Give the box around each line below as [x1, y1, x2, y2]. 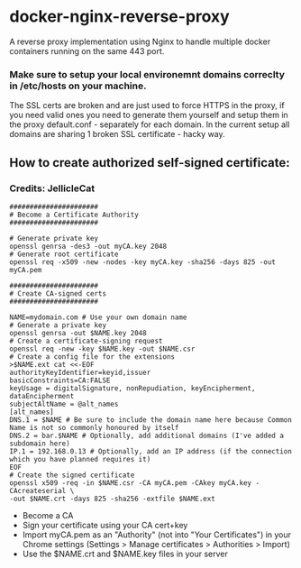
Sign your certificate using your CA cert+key [22, 519, 188, 530]
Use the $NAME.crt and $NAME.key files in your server [22, 548, 228, 559]
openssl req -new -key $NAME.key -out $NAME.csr [9, 344, 196, 353]
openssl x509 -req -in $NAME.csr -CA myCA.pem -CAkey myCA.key [9, 478, 252, 488]
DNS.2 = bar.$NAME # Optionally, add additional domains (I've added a [9, 431, 284, 440]
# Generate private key [9, 234, 99, 243]
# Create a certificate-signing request [9, 336, 164, 345]
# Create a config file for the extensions [9, 352, 176, 362]
